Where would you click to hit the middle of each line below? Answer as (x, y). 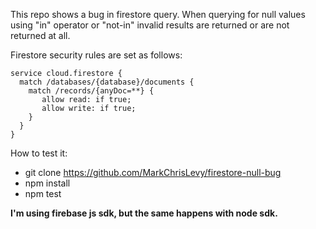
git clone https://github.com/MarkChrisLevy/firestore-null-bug (153, 172)
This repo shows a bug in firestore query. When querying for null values (158, 14)
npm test (43, 193)
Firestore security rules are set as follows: (96, 55)
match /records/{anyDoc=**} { (91, 91)
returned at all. (40, 35)
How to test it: (39, 153)
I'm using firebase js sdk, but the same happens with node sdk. (144, 213)
